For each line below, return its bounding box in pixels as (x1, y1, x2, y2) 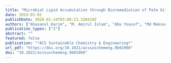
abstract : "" (5, 31, 33, 36)
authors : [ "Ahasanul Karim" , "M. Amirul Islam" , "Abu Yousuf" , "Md (5, 21, 152, 27)
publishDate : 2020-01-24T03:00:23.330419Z (5, 17, 97, 22)
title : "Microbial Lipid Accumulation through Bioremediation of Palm (5, 7, 158, 13)
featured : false (5, 36, 40, 41)
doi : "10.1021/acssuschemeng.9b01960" (5, 50, 88, 55)
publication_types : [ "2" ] (5, 26, 60, 31)
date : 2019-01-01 (5, 12, 42, 17)
